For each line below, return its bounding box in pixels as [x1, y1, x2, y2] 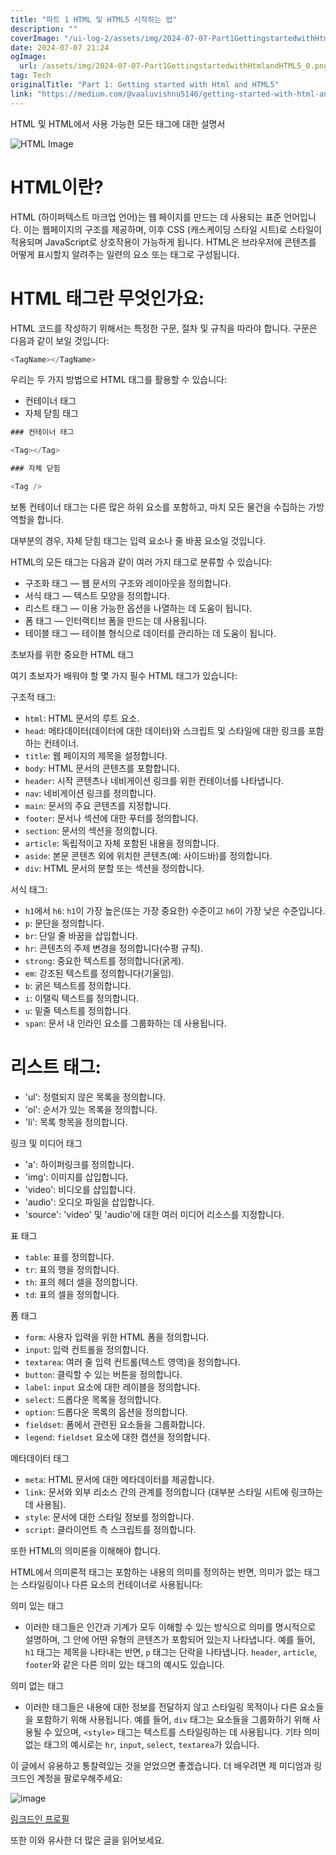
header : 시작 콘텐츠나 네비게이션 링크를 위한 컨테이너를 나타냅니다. [24, 774, 285, 786]
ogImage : [10, 52, 47, 62]
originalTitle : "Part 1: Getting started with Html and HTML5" [10, 80, 280, 90]
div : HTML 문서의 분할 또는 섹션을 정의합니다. [24, 862, 205, 874]
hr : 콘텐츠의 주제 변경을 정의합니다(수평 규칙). [24, 942, 203, 954]
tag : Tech [10, 71, 52, 81]
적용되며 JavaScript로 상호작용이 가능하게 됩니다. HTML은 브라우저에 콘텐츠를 [10, 236, 317, 248]
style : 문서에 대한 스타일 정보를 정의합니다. [24, 1511, 195, 1523]
